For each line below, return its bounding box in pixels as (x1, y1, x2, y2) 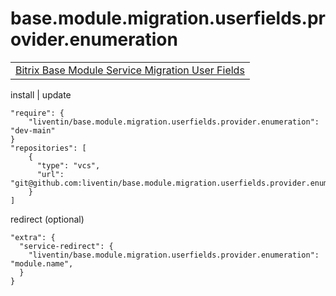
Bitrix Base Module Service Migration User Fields (15, 63, 245, 77)
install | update (10, 88, 72, 101)
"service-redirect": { (19, 241, 114, 251)
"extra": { (10, 232, 56, 242)
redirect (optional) (10, 213, 85, 225)
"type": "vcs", (36, 160, 101, 171)
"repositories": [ (10, 143, 87, 153)
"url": (36, 169, 65, 179)
